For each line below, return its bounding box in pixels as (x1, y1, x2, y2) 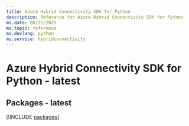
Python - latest (6, 75, 81, 88)
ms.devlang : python (6, 31, 54, 37)
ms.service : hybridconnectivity (6, 36, 86, 42)
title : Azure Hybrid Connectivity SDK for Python (6, 8, 131, 15)
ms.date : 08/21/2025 (6, 20, 57, 25)
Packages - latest (6, 98, 72, 108)
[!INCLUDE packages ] (6, 114, 60, 120)
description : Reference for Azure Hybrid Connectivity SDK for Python (6, 14, 184, 20)
